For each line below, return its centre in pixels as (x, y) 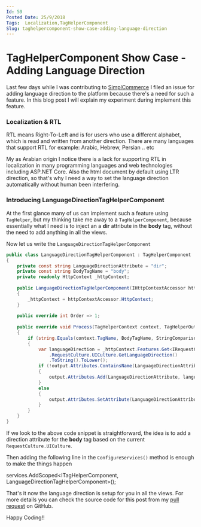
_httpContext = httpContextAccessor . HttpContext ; (91, 299)
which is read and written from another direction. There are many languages (100, 141)
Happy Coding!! (25, 517)
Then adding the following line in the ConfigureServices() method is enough (100, 457)
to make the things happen (39, 464)
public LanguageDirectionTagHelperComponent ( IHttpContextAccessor (101, 288)
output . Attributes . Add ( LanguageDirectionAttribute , (115, 377)
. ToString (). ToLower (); (79, 360)
